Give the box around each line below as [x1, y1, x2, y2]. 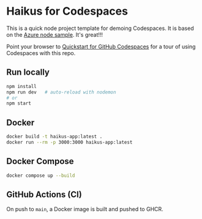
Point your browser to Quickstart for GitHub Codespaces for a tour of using [6, 43, 196, 50]
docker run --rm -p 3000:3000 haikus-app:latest [6, 139, 133, 145]
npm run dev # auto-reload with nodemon [6, 89, 116, 95]
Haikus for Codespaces [6, 4, 129, 18]
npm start [6, 100, 32, 106]
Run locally [6, 67, 50, 78]
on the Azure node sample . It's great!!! [6, 31, 103, 38]
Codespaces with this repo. [6, 49, 76, 56]
